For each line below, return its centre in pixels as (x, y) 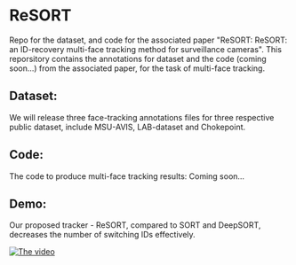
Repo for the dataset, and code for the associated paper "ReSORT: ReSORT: (148, 40)
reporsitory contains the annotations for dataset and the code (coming (138, 58)
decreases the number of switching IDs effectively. (102, 235)
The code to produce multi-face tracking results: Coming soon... (127, 176)
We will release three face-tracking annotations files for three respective (142, 117)
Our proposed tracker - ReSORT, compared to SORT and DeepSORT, (135, 225)
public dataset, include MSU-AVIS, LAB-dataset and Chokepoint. (128, 127)
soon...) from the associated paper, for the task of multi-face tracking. (137, 68)
